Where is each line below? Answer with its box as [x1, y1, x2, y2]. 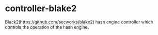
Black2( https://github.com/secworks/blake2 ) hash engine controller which [5, 19, 154, 25]
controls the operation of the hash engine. [5, 24, 89, 30]
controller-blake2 [5, 3, 77, 14]
